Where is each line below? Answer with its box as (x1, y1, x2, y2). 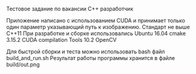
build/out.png (6, 61, 40, 68)
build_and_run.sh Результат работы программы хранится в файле (6, 55, 175, 61)
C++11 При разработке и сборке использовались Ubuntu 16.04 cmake (6, 30, 186, 37)
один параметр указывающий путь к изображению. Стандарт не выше (6, 24, 191, 30)
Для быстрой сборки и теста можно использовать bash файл (6, 48, 165, 55)
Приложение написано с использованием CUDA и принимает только (6, 17, 186, 24)
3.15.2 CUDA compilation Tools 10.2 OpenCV (6, 36, 117, 43)
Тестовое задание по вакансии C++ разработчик (6, 5, 134, 12)
